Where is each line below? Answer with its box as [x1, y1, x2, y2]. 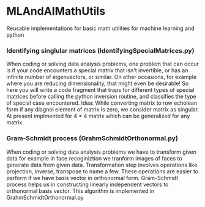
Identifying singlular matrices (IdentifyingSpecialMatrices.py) [6, 46, 195, 55]
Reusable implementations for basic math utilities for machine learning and [6, 24, 195, 32]
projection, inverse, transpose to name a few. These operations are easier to [6, 167, 199, 175]
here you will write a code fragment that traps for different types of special [6, 86, 195, 94]
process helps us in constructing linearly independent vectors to [6, 181, 169, 188]
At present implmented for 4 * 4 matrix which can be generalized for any [6, 112, 190, 120]
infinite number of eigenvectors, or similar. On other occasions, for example [6, 73, 197, 81]
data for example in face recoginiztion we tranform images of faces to [6, 154, 182, 162]
